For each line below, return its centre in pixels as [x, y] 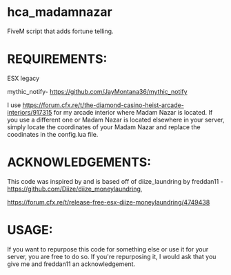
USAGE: [30, 230]
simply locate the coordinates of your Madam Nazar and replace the [104, 127]
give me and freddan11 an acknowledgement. [71, 264]
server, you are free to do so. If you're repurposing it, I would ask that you [112, 256]
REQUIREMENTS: [57, 59]
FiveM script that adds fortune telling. [60, 31]
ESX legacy [23, 78]
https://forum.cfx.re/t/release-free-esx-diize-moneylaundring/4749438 [109, 202]
